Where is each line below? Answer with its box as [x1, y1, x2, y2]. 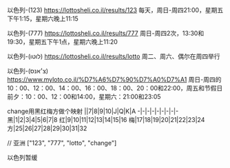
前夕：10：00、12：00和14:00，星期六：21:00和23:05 [7, 93, 161, 101]
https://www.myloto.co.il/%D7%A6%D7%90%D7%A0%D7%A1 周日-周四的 [7, 75, 222, 84]
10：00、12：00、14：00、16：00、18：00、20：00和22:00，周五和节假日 [7, 84, 223, 92]
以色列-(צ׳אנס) [7, 67, 49, 75]
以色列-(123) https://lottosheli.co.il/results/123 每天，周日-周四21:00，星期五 [7, 6, 224, 14]
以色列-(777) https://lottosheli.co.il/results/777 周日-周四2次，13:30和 [7, 29, 205, 37]
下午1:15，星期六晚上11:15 [7, 14, 79, 23]
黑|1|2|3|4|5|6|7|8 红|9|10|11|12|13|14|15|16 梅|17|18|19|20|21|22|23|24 [7, 116, 205, 123]
